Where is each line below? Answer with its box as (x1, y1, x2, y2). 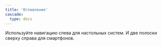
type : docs (9, 16, 32, 21)
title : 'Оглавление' (5, 7, 48, 12)
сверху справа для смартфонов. (5, 35, 74, 41)
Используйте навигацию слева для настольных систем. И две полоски (5, 30, 157, 36)
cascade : (5, 12, 23, 17)
